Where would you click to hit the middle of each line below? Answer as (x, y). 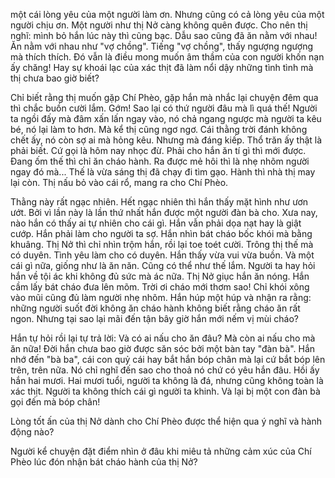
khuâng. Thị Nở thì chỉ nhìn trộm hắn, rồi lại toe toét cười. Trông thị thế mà (162, 244)
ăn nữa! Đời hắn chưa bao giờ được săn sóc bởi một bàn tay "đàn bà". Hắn (163, 348)
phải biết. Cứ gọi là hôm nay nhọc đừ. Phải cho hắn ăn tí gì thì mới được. (158, 150)
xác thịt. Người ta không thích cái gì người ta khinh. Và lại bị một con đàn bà (165, 391)
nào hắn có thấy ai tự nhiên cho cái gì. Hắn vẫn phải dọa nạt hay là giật (156, 223)
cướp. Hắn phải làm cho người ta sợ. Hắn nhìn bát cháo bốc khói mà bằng (161, 233)
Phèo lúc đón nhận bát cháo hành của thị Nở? (104, 462)
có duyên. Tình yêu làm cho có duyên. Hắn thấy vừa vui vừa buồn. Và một (162, 255)
